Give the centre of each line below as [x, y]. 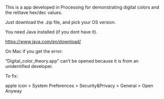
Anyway [14, 91]
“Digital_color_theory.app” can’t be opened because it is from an [72, 61]
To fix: [12, 76]
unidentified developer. [29, 66]
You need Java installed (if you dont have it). [51, 32]
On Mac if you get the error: [34, 51]
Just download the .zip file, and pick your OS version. [61, 22]
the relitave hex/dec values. [34, 12]
